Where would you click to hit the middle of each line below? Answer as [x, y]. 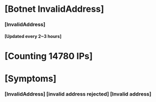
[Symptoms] [31, 79]
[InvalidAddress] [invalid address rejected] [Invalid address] [78, 94]
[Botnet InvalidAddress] [54, 9]
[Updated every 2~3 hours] [33, 36]
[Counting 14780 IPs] [49, 56]
